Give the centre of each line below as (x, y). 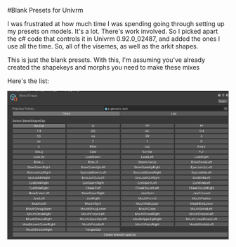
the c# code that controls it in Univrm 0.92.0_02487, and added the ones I (114, 39)
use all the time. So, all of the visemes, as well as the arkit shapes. (103, 46)
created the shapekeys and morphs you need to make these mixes (104, 67)
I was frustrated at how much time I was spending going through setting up (116, 24)
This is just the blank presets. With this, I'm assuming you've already (106, 60)
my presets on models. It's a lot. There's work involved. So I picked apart (113, 31)
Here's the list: (28, 81)
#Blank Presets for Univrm (45, 10)
